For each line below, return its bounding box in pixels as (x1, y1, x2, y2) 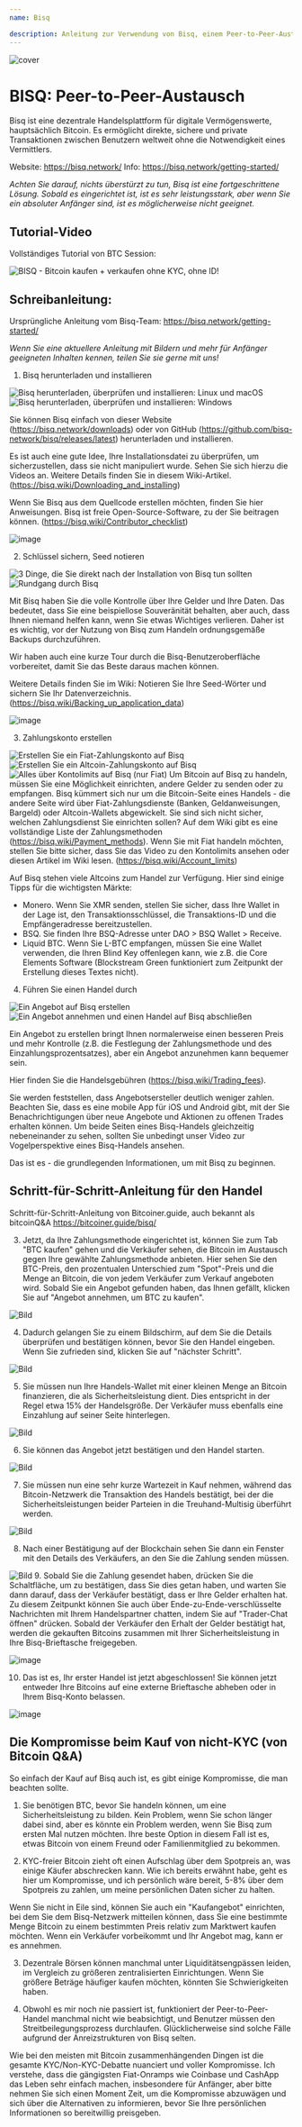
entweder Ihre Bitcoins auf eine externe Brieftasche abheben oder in (22, 1681, 277, 1692)
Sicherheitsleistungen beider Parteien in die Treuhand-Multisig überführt (22, 1498, 292, 1509)
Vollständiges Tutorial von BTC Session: (9, 249, 156, 259)
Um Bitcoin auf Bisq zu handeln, (169, 769, 288, 780)
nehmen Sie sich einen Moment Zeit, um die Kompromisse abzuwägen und (9, 2087, 287, 2099)
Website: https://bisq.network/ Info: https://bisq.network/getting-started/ (9, 161, 280, 172)
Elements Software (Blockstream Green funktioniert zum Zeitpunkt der (22, 957, 283, 968)
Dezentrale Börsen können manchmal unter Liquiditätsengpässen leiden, (22, 1957, 292, 1968)
